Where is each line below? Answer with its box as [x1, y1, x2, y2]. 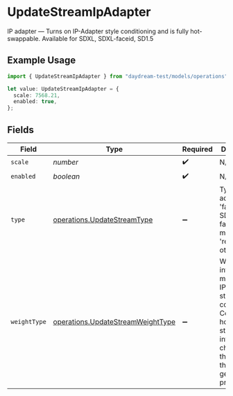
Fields [7, 124, 35, 136]
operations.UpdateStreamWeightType [53, 316, 175, 326]
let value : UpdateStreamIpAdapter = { [7, 85, 119, 92]
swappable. [7, 34, 41, 42]
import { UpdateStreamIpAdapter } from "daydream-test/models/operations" [7, 73, 228, 80]
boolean [53, 172, 80, 181]
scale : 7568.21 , [13, 91, 60, 99]
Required [182, 144, 213, 154]
